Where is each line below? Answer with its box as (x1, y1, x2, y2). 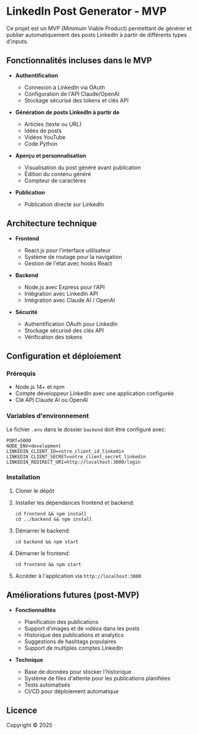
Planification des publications (24, 618, 99, 625)
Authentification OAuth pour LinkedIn (24, 320, 118, 328)
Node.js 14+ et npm (15, 383, 65, 391)
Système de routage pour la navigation (24, 253, 122, 260)
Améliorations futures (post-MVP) (6, 590, 139, 601)
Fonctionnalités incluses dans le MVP (6, 55, 152, 66)
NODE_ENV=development (6, 443, 62, 449)
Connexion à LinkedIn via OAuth (24, 83, 105, 91)
